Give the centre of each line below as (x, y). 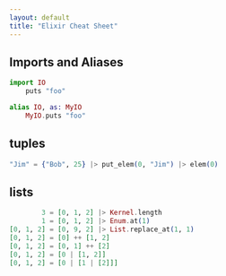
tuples (27, 144)
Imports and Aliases (66, 62)
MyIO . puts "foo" (56, 116)
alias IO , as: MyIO (46, 108)
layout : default (39, 17)
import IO (28, 83)
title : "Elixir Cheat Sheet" (64, 26)
